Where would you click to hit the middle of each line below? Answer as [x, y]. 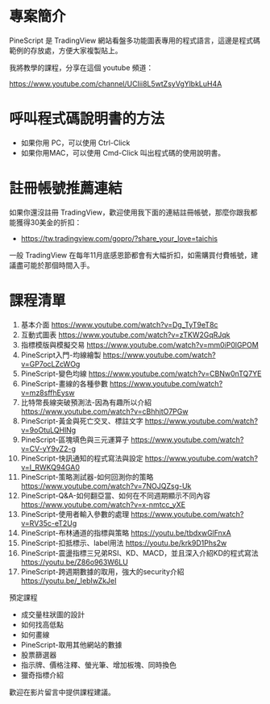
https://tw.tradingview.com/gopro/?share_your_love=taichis [119, 238]
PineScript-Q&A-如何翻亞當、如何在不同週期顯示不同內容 [116, 495]
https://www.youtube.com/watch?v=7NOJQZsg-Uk [106, 485]
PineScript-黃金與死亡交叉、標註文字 [82, 421]
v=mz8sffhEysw [48, 393]
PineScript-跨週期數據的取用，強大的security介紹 [102, 571]
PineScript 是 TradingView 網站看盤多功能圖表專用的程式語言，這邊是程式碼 [135, 40]
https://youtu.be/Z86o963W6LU [74, 562]
